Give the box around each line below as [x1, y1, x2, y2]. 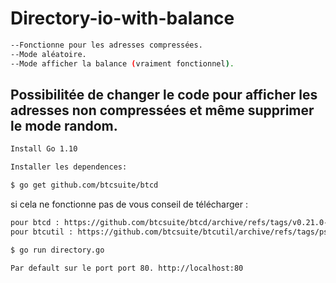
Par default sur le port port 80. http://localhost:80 [10, 263, 244, 273]
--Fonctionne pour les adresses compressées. [10, 40, 203, 50]
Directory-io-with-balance [10, 7, 235, 30]
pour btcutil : [10, 227, 74, 237]
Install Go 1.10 [10, 144, 78, 154]
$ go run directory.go [10, 245, 105, 255]
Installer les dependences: [10, 162, 128, 172]
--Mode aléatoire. [10, 49, 87, 59]
